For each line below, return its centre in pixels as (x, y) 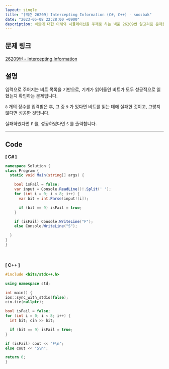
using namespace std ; (28, 284)
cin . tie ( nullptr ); (24, 302)
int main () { (19, 293)
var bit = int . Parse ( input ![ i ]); (54, 198)
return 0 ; (16, 357)
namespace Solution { (28, 166)
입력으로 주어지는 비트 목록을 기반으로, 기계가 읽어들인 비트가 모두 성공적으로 (80, 89)
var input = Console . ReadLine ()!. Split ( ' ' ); (63, 189)
